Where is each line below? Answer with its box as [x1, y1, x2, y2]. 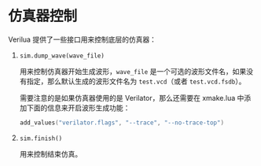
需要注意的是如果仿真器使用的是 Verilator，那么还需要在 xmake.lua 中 [19, 93, 244, 102]
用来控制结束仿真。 [19, 149, 83, 158]
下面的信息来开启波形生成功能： [26, 103, 130, 113]
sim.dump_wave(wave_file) [19, 52, 105, 60]
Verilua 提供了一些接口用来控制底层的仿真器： [8, 35, 157, 44]
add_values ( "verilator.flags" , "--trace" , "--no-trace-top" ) [19, 119, 225, 127]
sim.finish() [19, 135, 63, 142]
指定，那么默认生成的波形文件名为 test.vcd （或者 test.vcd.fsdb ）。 [26, 76, 246, 86]
